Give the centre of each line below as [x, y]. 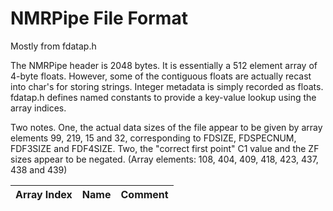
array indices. [38, 108]
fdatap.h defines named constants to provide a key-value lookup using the [163, 97]
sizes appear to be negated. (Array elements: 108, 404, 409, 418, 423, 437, [164, 159]
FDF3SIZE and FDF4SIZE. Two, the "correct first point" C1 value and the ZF [165, 148]
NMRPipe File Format [99, 18]
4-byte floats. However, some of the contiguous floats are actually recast [161, 76]
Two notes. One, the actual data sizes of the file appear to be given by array [166, 127]
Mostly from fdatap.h [53, 46]
